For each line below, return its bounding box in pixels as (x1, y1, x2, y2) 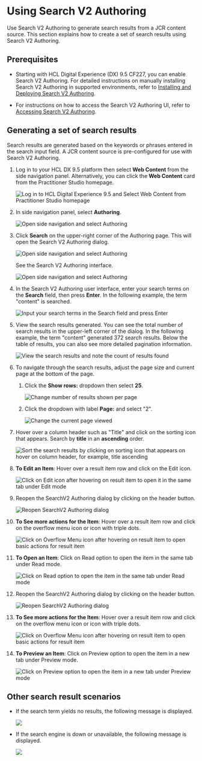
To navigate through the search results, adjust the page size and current (15, 364, 195, 371)
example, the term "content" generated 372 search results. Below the (15, 333, 188, 341)
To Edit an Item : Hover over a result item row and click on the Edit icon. (15, 464, 192, 472)
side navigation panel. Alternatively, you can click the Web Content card (15, 172, 195, 179)
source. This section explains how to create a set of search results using (7, 30, 186, 37)
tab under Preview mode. (15, 656, 79, 663)
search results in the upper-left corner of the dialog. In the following (15, 327, 184, 335)
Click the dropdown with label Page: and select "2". (24, 405, 153, 412)
